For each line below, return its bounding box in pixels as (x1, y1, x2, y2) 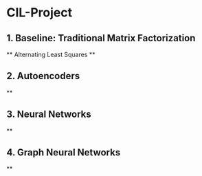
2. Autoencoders (6, 70, 80, 82)
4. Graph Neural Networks (6, 146, 121, 159)
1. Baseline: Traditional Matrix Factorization (6, 32, 196, 44)
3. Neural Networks (6, 109, 92, 120)
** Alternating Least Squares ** (6, 50, 96, 58)
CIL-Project (6, 5, 73, 21)
